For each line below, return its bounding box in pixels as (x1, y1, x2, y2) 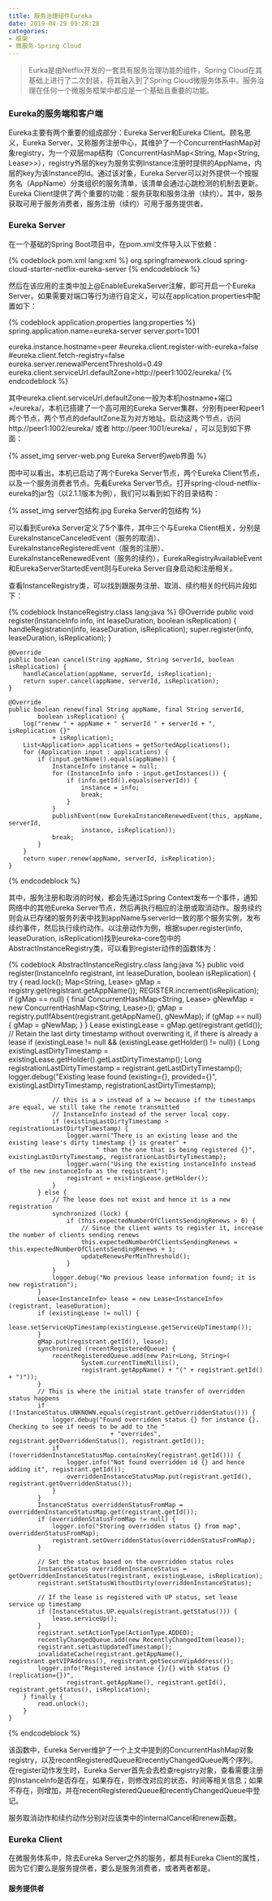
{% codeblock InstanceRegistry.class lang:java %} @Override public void (8, 606, 254, 617)
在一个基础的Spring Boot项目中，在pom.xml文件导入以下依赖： (8, 239, 219, 248)
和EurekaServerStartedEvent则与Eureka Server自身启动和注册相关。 (8, 563, 237, 573)
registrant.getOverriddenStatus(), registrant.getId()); (8, 1437, 205, 1445)
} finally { (23, 1692, 63, 1701)
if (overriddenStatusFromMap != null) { (37, 1515, 176, 1523)
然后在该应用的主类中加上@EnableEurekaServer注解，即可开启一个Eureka (8, 281, 256, 291)
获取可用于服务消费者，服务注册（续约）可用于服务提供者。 (8, 199, 208, 209)
